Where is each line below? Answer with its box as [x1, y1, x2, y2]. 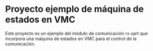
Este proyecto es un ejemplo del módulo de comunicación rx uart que [5, 30, 148, 36]
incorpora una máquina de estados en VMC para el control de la [5, 36, 137, 42]
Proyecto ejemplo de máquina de [5, 3, 144, 15]
